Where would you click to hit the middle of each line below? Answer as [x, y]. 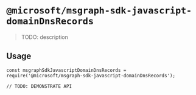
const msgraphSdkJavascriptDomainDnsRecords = [66, 70]
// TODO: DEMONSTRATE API [39, 86]
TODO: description [45, 37]
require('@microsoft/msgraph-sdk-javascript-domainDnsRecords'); [91, 76]
